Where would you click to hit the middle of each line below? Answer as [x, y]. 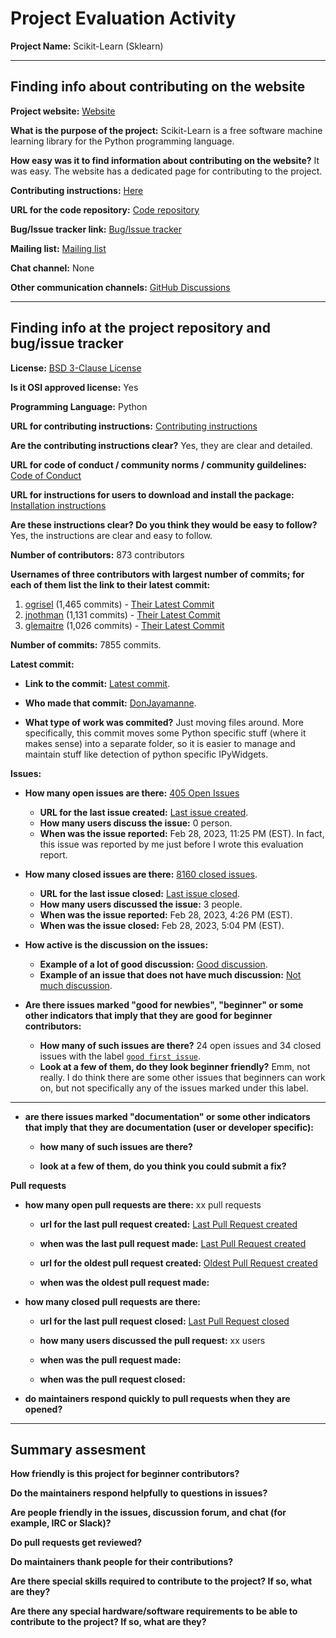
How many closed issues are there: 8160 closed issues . [141, 874]
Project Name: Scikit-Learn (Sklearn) [87, 46]
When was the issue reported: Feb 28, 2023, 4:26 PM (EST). [166, 914]
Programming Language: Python [79, 406]
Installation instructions [58, 505]
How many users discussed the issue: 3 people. [141, 904]
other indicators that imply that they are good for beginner [148, 1015]
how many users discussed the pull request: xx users [152, 1340]
